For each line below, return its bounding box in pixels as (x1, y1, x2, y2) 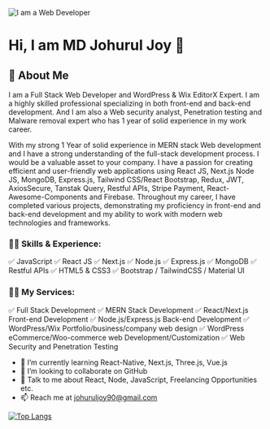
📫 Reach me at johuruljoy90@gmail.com (20, 392, 158, 402)
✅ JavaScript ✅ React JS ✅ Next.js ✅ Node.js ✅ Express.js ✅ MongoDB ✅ (8, 257, 258, 266)
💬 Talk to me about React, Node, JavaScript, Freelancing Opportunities (20, 375, 258, 384)
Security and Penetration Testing (8, 341, 119, 351)
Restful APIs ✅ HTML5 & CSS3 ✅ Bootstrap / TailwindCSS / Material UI (8, 266, 246, 275)
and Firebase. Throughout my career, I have (89, 192, 236, 201)
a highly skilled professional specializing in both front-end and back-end (8, 98, 251, 108)
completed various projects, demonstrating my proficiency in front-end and (8, 201, 261, 210)
